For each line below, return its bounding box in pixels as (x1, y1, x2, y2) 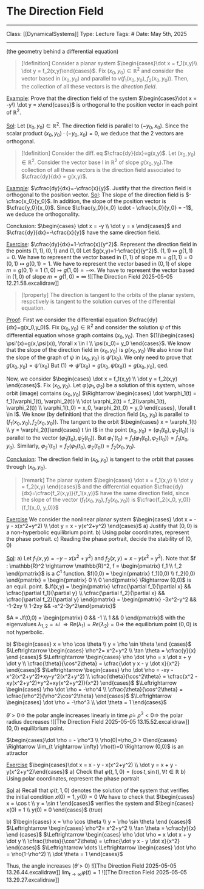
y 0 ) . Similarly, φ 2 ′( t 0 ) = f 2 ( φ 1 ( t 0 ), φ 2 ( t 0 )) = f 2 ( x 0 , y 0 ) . (6, 442, 136, 451)
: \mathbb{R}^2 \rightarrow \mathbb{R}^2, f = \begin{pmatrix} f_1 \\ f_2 (6, 562, 182, 569)
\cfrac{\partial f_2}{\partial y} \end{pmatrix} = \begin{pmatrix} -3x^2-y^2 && (6, 596, 197, 603)
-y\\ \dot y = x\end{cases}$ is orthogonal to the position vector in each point (6, 101, 198, 109)
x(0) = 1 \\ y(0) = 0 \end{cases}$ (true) (6, 806, 103, 813)
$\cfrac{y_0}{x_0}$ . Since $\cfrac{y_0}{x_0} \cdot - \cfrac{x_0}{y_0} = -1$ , (6, 204, 193, 212)
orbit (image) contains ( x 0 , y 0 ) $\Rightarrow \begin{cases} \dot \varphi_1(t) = (6, 389, 197, 398)
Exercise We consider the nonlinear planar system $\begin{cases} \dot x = (6, 515, 193, 523)
